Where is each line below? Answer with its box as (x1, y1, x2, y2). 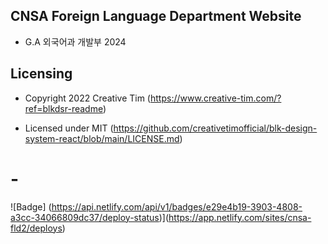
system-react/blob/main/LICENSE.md (24, 132, 180, 144)
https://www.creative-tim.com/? (149, 92, 282, 104)
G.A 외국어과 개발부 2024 (24, 35, 127, 48)
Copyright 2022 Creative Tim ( (24, 92, 151, 104)
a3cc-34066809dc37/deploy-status (10, 211, 160, 223)
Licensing (10, 65, 73, 83)
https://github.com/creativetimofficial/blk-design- (113, 122, 318, 134)
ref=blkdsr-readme (24, 102, 103, 114)
